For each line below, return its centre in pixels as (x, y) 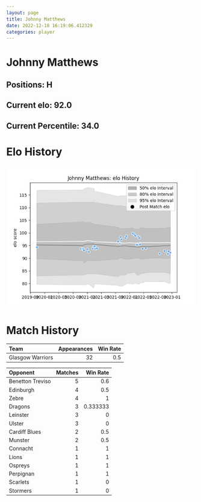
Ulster (16, 423)
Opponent (22, 373)
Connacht (21, 449)
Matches (67, 373)
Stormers (20, 491)
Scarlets (19, 482)
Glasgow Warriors (31, 358)
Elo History (34, 152)
